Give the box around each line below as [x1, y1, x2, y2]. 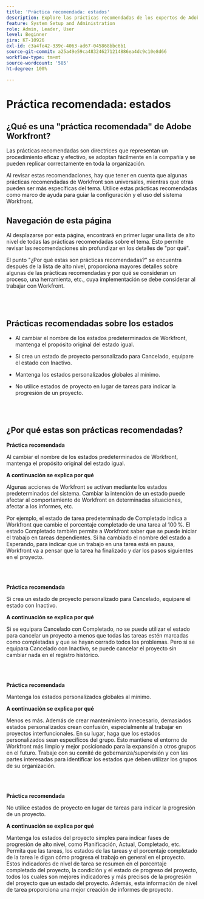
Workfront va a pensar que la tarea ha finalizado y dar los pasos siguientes [6, 547, 194, 554]
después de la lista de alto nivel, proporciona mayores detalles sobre [6, 263, 178, 270]
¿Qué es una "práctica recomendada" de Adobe [6, 121, 192, 132]
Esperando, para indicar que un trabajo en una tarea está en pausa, [6, 540, 175, 547]
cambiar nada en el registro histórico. [6, 651, 100, 658]
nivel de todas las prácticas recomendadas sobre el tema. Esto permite [6, 238, 184, 246]
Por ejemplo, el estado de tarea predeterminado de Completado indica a [6, 514, 187, 522]
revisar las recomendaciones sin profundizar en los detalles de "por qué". [6, 244, 190, 252]
